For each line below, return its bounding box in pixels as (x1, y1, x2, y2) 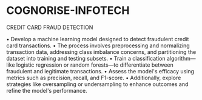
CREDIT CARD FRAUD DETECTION (6, 24, 93, 31)
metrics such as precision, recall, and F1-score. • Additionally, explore (6, 74, 181, 81)
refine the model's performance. (6, 87, 87, 94)
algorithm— (166, 55, 196, 62)
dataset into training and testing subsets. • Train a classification (6, 55, 166, 62)
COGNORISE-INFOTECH (6, 4, 130, 18)
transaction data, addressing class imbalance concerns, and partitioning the (6, 48, 197, 55)
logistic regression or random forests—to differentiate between (16, 61, 174, 68)
